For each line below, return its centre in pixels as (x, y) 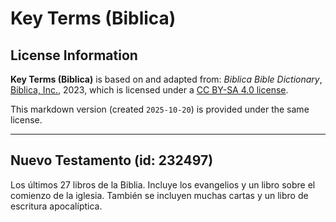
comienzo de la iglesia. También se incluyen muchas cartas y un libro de (159, 195)
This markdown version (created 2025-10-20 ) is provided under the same (160, 109)
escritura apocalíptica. (56, 206)
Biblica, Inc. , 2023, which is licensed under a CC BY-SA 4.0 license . (149, 90)
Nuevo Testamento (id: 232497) (112, 160)
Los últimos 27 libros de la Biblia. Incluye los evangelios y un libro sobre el (163, 184)
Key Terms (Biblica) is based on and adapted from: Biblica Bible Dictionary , (166, 79)
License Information (74, 55)
